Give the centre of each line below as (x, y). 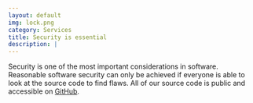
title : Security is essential (58, 37)
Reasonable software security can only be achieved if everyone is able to (126, 75)
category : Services (40, 30)
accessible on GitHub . (44, 91)
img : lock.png (31, 23)
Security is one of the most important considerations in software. (113, 66)
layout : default (35, 15)
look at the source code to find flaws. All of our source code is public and (127, 83)
